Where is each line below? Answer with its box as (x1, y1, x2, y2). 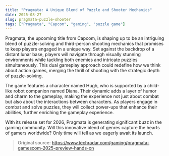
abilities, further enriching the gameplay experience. (5, 110, 114, 116)
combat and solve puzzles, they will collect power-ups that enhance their (5, 104, 157, 110)
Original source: (17, 140, 51, 146)
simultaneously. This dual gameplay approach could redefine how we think (5, 62, 161, 68)
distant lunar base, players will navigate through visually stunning (5, 51, 141, 58)
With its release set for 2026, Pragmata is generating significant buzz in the (5, 119, 162, 125)
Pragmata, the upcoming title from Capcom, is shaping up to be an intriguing (5, 35, 164, 41)
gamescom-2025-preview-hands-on (17, 145, 94, 151)
